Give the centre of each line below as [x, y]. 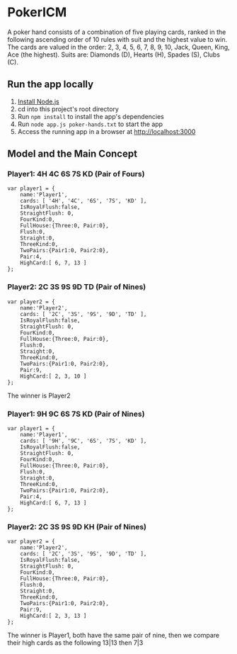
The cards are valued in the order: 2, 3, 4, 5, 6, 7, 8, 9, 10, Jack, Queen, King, [118, 47]
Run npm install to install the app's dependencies [91, 116]
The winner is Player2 [39, 395]
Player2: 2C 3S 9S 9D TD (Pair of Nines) [77, 287]
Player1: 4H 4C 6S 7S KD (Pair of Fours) [76, 174]
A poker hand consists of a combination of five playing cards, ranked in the [117, 32]
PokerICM [37, 12]
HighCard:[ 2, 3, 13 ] [53, 616]
